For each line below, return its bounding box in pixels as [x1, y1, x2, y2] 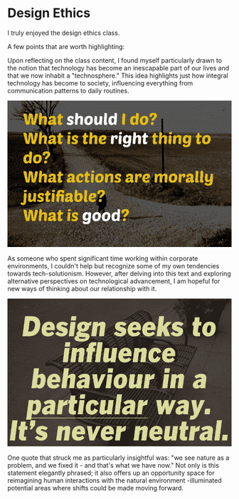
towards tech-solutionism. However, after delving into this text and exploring [7, 269, 231, 278]
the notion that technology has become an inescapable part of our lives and [7, 63, 230, 72]
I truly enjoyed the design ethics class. [7, 28, 120, 37]
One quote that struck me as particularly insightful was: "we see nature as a [7, 453, 230, 462]
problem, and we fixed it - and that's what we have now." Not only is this [7, 461, 219, 469]
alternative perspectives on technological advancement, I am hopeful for [7, 277, 221, 285]
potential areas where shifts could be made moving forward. [7, 483, 184, 492]
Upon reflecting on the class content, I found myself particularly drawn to [7, 56, 223, 65]
